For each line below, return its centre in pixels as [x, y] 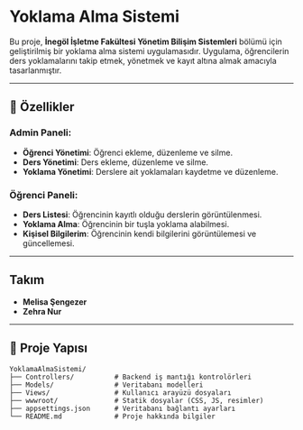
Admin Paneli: [41, 133]
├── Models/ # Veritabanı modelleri [106, 385]
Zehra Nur [42, 311]
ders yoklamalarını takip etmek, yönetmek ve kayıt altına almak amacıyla [143, 60]
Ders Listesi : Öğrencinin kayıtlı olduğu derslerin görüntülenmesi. [142, 215]
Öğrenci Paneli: [44, 195]
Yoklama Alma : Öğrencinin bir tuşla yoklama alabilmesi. [126, 224]
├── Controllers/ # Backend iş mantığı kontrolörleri [131, 377]
